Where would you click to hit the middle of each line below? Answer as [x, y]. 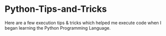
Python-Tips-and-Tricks [56, 9]
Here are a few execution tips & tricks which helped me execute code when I [83, 23]
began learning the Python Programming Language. [58, 28]
